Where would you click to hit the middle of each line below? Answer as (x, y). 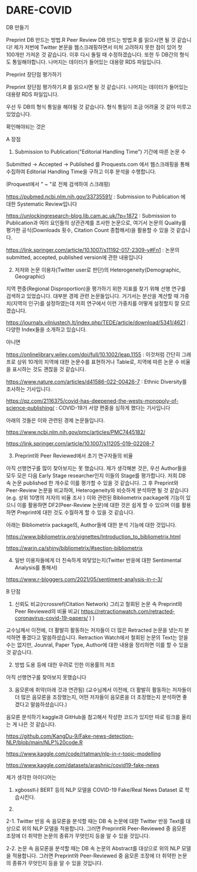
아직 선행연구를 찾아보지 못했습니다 (46, 677)
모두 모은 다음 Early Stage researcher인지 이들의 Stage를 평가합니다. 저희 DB (96, 475)
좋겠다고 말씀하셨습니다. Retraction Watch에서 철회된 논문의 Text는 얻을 (105, 637)
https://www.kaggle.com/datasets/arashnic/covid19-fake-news (83, 765)
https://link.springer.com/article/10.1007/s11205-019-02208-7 (80, 443)
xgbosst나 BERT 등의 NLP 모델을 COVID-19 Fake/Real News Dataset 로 (99, 790)
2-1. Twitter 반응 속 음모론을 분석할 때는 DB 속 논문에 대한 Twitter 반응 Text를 (95, 821)
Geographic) (30, 276)
